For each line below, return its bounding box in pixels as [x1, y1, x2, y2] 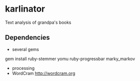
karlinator [5, 3, 45, 15]
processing [12, 65, 35, 71]
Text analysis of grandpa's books [5, 19, 72, 25]
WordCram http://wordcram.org [12, 70, 76, 76]
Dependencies [5, 33, 50, 42]
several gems [12, 46, 39, 52]
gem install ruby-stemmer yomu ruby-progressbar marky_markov [5, 56, 136, 62]
